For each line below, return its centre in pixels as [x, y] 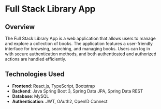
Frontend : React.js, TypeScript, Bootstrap [53, 86]
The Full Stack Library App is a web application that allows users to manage [80, 38]
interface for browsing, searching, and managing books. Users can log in [78, 49]
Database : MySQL [30, 96]
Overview [20, 27]
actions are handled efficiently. [36, 59]
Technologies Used [35, 74]
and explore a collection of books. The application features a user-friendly [79, 44]
